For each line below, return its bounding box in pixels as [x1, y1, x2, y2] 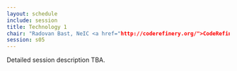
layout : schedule [6, 10, 58, 18]
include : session [6, 17, 58, 24]
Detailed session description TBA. [6, 56, 105, 64]
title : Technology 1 [6, 23, 68, 30]
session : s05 [6, 37, 45, 44]
